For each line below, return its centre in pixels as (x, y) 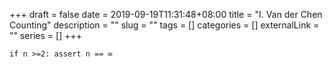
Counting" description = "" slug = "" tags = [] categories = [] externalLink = (164, 25)
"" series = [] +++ (45, 35)
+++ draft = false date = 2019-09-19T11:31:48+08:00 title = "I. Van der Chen (166, 14)
